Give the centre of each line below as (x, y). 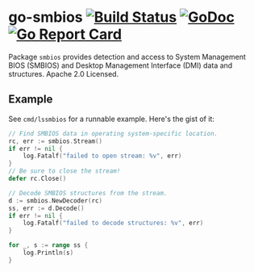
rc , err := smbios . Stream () (56, 141)
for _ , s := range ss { (48, 245)
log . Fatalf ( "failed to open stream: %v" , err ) (102, 156)
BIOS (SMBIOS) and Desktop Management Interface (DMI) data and (121, 65)
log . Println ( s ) (48, 253)
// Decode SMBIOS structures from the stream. (88, 193)
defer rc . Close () (37, 178)
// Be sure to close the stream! (65, 171)
